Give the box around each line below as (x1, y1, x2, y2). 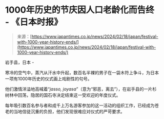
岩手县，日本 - (5, 59, 34, 65)
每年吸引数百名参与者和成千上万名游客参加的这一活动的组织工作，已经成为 (5, 102, 155, 108)
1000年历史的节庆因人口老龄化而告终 (5, 4, 155, 16)
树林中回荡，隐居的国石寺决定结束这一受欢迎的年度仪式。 (5, 92, 121, 98)
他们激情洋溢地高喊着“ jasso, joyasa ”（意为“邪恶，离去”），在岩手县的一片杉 (5, 86, 157, 92)
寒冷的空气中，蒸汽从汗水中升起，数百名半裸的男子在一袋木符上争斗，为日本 (5, 69, 159, 75)
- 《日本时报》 (5, 17, 62, 28)
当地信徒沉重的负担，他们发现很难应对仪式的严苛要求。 (13, 108, 125, 114)
